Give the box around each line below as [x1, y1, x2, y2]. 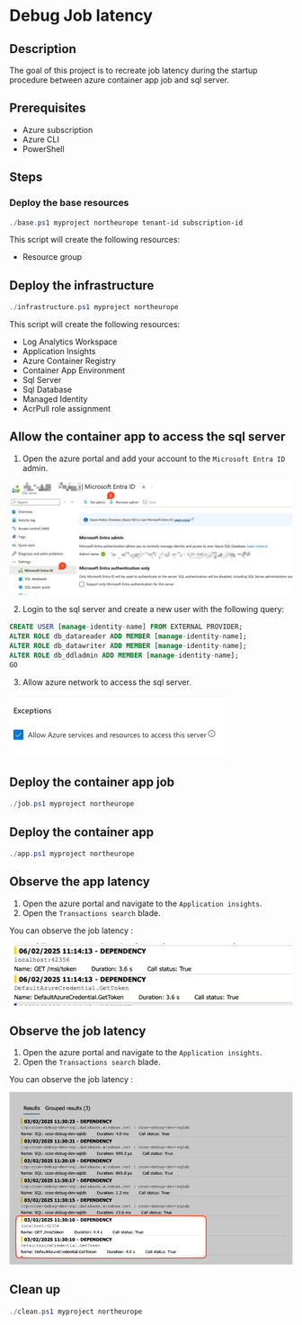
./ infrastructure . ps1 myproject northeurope [9, 303, 179, 312]
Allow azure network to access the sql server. [22, 676, 191, 688]
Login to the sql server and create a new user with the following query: [22, 604, 285, 615]
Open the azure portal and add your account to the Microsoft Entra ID [22, 453, 286, 464]
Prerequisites [9, 101, 86, 116]
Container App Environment [22, 365, 126, 376]
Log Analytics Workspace [22, 336, 119, 347]
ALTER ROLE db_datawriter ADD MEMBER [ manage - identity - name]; [9, 641, 247, 650]
